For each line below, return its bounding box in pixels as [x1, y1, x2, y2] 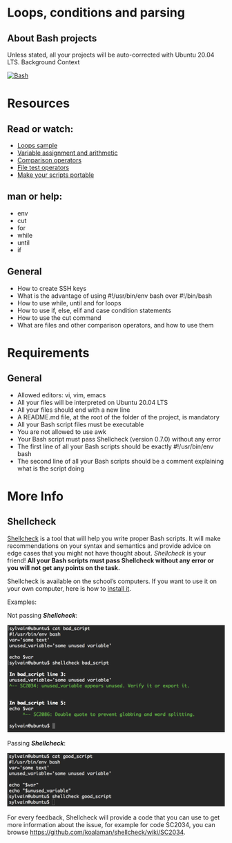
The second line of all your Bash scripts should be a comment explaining [17, 457, 224, 465]
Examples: [7, 598, 37, 606]
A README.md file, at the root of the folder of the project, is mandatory [17, 413, 220, 421]
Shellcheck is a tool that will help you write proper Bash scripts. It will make [7, 534, 221, 542]
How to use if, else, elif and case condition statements [17, 306, 171, 314]
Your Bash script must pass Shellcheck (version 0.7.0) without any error [17, 435, 221, 443]
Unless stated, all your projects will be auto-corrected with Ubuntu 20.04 [7, 50, 215, 59]
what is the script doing [17, 464, 85, 473]
